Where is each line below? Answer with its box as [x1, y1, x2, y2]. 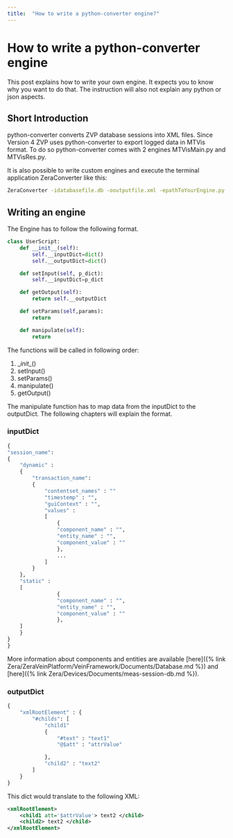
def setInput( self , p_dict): [19, 270, 104, 277]
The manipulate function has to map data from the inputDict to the [7, 402, 196, 410]
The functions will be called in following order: [7, 346, 139, 354]
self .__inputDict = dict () [32, 251, 104, 258]
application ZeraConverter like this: [7, 174, 107, 182]
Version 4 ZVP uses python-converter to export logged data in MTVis [7, 138, 206, 146]
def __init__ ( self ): [19, 244, 79, 252]
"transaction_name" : [32, 475, 92, 482]
